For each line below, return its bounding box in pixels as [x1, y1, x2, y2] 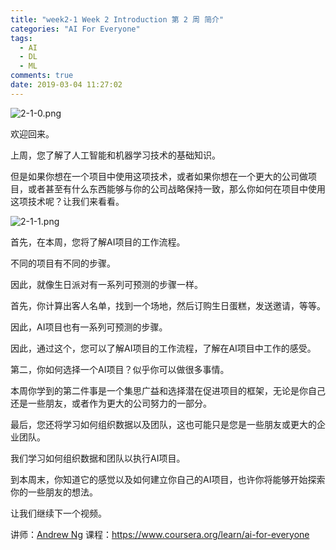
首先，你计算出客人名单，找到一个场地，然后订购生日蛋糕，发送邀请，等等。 [10, 299, 326, 311]
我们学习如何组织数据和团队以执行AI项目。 [10, 452, 186, 464]
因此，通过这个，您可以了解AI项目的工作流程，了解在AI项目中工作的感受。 [10, 342, 317, 354]
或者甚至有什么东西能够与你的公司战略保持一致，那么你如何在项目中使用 [27, 182, 326, 195]
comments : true [10, 71, 74, 81]
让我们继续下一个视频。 [10, 507, 107, 519]
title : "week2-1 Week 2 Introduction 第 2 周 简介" [10, 14, 225, 25]
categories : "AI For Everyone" [10, 24, 141, 34]
